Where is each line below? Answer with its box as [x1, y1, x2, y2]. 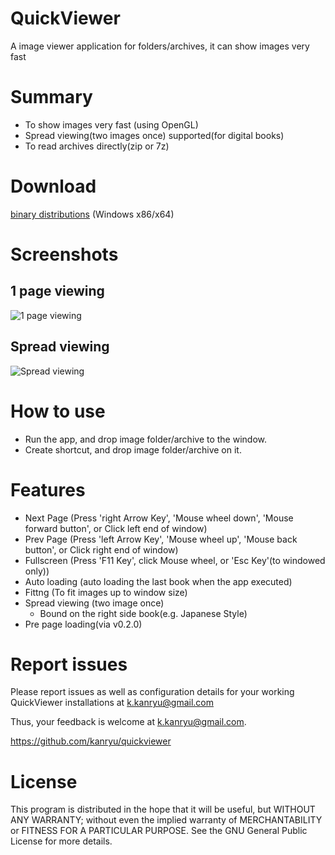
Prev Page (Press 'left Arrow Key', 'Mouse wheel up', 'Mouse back [24, 533, 298, 545]
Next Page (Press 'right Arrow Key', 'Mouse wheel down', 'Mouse [24, 512, 294, 524]
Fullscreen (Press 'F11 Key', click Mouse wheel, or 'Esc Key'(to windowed [24, 554, 326, 566]
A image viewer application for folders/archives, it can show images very [10, 40, 310, 52]
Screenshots [10, 243, 119, 266]
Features [10, 478, 86, 501]
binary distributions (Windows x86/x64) [10, 208, 175, 220]
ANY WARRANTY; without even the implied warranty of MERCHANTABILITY [10, 814, 323, 826]
